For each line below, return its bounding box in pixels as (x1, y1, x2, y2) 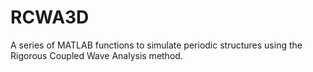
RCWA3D (10, 6, 90, 29)
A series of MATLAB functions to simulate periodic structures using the (10, 39, 303, 51)
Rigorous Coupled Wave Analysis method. (10, 49, 183, 61)
